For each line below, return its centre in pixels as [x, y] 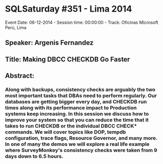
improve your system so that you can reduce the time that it [77, 120]
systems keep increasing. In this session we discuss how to [77, 114]
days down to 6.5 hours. [34, 156]
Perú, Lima [16, 27]
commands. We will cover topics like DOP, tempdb [66, 132]
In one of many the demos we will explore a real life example [77, 144]
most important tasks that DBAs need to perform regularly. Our [81, 96]
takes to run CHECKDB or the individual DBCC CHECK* [71, 126]
